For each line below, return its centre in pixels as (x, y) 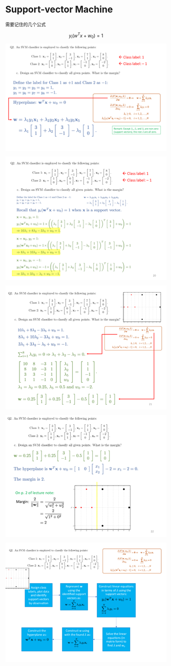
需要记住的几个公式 (26, 24)
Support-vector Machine (59, 10)
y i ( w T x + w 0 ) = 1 (86, 35)
